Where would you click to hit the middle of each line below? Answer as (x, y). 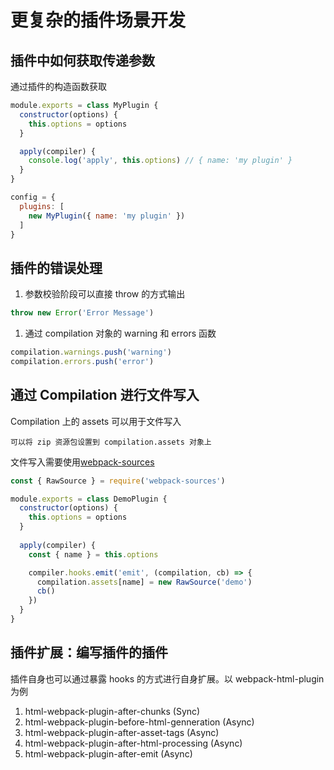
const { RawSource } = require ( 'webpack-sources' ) (118, 481)
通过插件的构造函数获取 (58, 86)
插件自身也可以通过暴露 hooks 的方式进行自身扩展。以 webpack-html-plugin (167, 678)
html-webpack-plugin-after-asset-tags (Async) (122, 732)
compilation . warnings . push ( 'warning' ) (91, 352)
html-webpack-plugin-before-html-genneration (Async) (139, 722)
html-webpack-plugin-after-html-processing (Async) (133, 743)
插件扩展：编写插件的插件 (89, 652)
